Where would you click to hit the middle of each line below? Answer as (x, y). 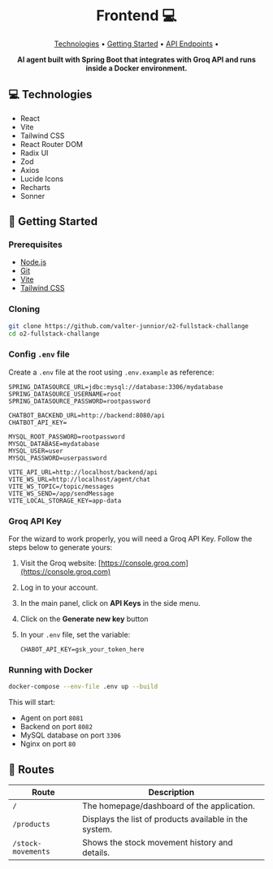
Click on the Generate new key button (84, 619)
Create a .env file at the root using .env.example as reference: (111, 372)
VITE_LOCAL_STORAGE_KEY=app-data (65, 500)
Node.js (33, 262)
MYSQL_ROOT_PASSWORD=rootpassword (67, 437)
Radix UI (34, 153)
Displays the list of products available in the (165, 819)
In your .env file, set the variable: (75, 635)
